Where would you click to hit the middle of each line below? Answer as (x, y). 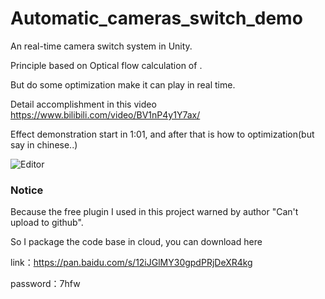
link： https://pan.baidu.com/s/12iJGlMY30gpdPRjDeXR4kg (131, 263)
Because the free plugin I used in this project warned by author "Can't (154, 212)
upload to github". (47, 223)
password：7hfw (45, 284)
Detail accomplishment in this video (83, 104)
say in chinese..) (44, 144)
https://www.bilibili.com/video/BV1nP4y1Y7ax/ (105, 114)
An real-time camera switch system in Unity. (101, 46)
